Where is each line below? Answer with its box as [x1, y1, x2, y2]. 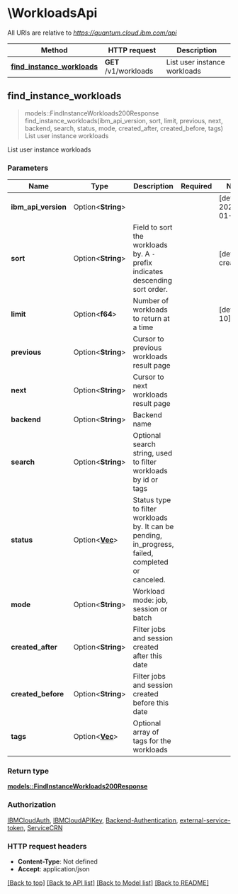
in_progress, [132, 540, 174, 550]
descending [132, 276, 172, 285]
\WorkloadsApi [7, 5, 98, 21]
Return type [7, 766, 50, 776]
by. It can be [132, 522, 174, 532]
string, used [132, 448, 173, 458]
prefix [132, 258, 152, 268]
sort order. [132, 285, 169, 295]
